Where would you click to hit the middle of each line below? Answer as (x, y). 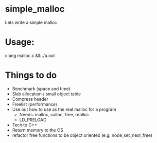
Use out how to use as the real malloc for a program (64, 109)
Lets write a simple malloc (31, 22)
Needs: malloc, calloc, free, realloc (54, 114)
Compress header (30, 99)
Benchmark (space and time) (41, 89)
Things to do (31, 75)
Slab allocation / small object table (46, 94)
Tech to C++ (25, 125)
